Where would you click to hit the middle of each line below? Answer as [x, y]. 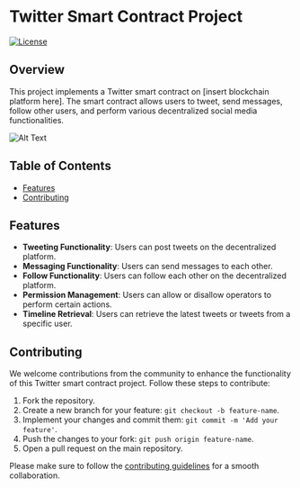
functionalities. [37, 120]
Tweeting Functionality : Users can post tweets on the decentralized [149, 247]
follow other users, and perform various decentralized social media [133, 111]
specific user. [48, 324]
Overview [37, 70]
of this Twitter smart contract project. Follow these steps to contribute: [140, 384]
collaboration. [35, 475]
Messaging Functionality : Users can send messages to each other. [147, 267]
